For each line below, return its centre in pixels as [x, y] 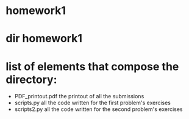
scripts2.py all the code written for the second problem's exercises [98, 109]
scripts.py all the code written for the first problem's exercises [93, 103]
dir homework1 [44, 39]
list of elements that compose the [92, 66]
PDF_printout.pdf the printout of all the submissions [79, 96]
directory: [31, 79]
